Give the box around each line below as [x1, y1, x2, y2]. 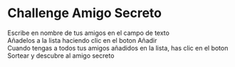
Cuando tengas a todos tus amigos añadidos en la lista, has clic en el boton [7, 43, 229, 52]
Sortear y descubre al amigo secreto [7, 51, 115, 60]
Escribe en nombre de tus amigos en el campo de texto [7, 29, 169, 37]
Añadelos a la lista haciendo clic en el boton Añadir [7, 36, 157, 44]
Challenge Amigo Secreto [7, 5, 162, 21]
